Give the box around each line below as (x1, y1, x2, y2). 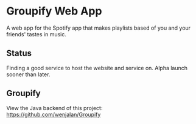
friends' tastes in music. (6, 30, 67, 38)
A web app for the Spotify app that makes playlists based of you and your (6, 24, 191, 31)
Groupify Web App (6, 4, 102, 18)
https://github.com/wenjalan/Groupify (6, 111, 101, 118)
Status (6, 48, 32, 59)
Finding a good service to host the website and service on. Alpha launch (6, 64, 187, 71)
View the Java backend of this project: (6, 104, 103, 111)
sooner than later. (6, 71, 51, 78)
